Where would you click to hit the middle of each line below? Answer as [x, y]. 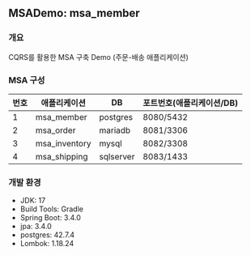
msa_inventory [63, 143]
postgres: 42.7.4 [47, 235]
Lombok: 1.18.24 [47, 244]
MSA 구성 [27, 80]
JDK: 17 [33, 201]
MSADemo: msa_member [74, 13]
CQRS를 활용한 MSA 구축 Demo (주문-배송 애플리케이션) [98, 57]
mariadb [115, 130]
